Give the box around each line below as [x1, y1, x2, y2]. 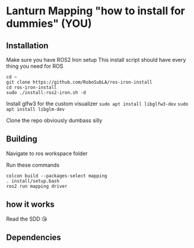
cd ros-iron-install [6, 84, 58, 90]
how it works [6, 199, 55, 209]
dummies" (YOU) [6, 17, 92, 30]
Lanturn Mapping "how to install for [6, 4, 186, 18]
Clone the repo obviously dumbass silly [6, 117, 103, 124]
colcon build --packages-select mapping [6, 172, 108, 179]
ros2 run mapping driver [6, 183, 68, 189]
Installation [6, 40, 49, 51]
